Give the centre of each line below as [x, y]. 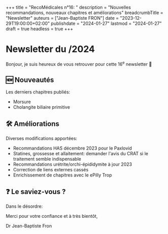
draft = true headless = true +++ [39, 29]
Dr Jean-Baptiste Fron [29, 226]
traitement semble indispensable [47, 159]
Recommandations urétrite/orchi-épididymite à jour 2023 [72, 164]
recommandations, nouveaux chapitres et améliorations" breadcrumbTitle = [85, 13]
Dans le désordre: [24, 206]
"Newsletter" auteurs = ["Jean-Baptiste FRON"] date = [62, 18]
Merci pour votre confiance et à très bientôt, [52, 216]
